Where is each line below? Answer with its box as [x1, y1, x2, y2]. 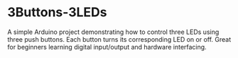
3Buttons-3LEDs [7, 4, 108, 21]
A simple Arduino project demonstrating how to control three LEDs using [7, 28, 220, 36]
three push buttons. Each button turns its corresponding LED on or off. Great [7, 35, 232, 43]
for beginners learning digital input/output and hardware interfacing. [7, 42, 207, 51]
